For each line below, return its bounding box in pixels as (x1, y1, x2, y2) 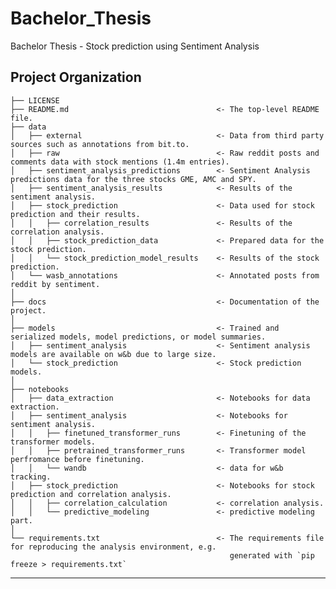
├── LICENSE (10, 95, 60, 106)
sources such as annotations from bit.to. (10, 139, 190, 149)
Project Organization (10, 69, 142, 86)
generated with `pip (229, 550, 315, 561)
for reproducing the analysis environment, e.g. (10, 542, 217, 552)
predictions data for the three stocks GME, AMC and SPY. (10, 174, 257, 184)
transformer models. (10, 437, 97, 447)
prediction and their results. (10, 209, 141, 219)
